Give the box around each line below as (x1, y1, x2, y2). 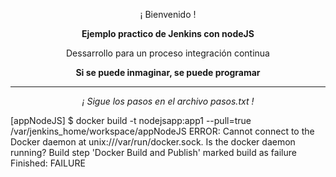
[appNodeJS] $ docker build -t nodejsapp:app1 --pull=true (10, 115, 252, 126)
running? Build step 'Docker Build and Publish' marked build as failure (10, 147, 297, 158)
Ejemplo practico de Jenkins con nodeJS (81, 28, 255, 39)
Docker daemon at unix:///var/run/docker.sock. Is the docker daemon (10, 136, 296, 148)
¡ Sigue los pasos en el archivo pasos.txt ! (81, 95, 255, 107)
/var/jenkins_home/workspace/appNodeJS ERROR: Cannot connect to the (10, 125, 315, 137)
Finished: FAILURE (10, 157, 86, 169)
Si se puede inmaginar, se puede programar (75, 67, 261, 78)
